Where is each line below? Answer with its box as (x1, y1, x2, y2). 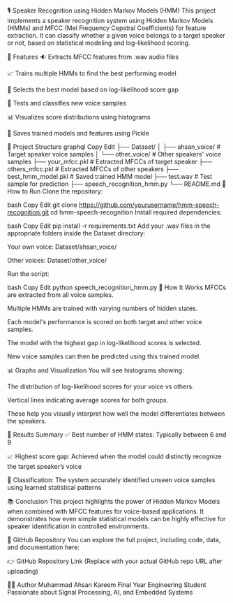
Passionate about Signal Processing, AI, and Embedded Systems (7, 588, 193, 596)
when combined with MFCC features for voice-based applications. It (7, 507, 204, 516)
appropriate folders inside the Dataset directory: (7, 229, 146, 237)
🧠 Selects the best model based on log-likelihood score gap (7, 85, 179, 94)
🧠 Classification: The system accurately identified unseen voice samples (7, 476, 216, 484)
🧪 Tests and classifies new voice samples (7, 99, 127, 107)
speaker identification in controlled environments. (7, 522, 150, 530)
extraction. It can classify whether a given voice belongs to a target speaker (7, 31, 225, 39)
